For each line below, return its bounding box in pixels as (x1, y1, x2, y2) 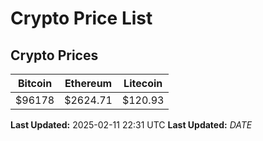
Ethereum (64, 77, 113, 90)
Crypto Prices (10, 47, 99, 64)
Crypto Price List (10, 7, 153, 30)
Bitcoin (17, 77, 53, 90)
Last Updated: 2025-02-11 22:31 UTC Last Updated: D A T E (10, 119, 253, 131)
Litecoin (123, 77, 163, 90)
